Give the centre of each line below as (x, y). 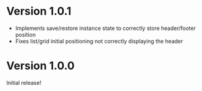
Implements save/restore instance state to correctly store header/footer (105, 28)
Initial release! (24, 82)
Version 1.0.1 (39, 11)
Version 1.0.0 (40, 66)
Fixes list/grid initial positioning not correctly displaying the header (99, 41)
